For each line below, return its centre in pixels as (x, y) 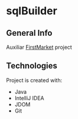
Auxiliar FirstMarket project (39, 47)
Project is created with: (34, 80)
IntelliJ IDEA (29, 98)
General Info (29, 33)
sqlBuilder (32, 11)
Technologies (32, 66)
